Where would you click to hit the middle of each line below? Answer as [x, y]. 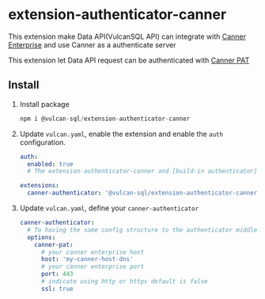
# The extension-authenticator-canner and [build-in [116, 172]
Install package [44, 104]
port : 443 [57, 274]
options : [42, 237]
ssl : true [57, 289]
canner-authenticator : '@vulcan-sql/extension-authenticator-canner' [144, 193]
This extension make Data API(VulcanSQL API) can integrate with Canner [127, 36]
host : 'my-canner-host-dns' [87, 259]
